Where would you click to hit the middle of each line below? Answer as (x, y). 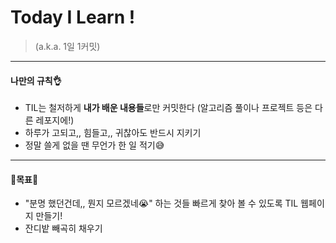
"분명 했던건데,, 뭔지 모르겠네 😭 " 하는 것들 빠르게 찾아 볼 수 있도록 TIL (161, 203)
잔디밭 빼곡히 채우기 (63, 228)
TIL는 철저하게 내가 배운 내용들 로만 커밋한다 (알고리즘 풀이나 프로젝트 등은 (168, 108)
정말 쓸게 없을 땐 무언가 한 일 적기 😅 (94, 145)
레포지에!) (55, 120)
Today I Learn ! (73, 17)
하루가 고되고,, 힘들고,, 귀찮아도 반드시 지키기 (113, 133)
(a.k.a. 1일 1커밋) (67, 46)
